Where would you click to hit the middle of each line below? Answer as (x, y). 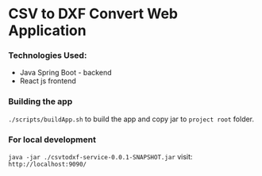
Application (47, 31)
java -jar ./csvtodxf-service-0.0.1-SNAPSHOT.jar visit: (100, 157)
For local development (52, 140)
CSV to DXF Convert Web (93, 14)
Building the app (40, 101)
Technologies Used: (48, 55)
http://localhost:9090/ (48, 165)
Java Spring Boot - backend (65, 73)
